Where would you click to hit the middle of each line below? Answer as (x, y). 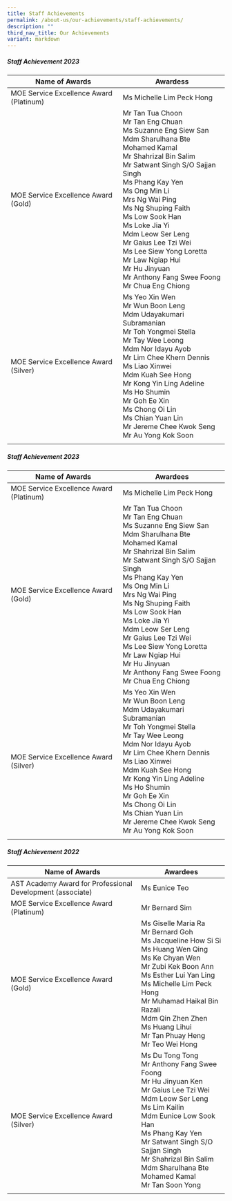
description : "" (30, 26)
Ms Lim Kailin (163, 1108)
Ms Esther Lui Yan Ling (178, 975)
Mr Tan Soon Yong (171, 1185)
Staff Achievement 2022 (43, 851)
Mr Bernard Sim (166, 908)
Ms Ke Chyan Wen (171, 958)
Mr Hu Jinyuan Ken (172, 1081)
